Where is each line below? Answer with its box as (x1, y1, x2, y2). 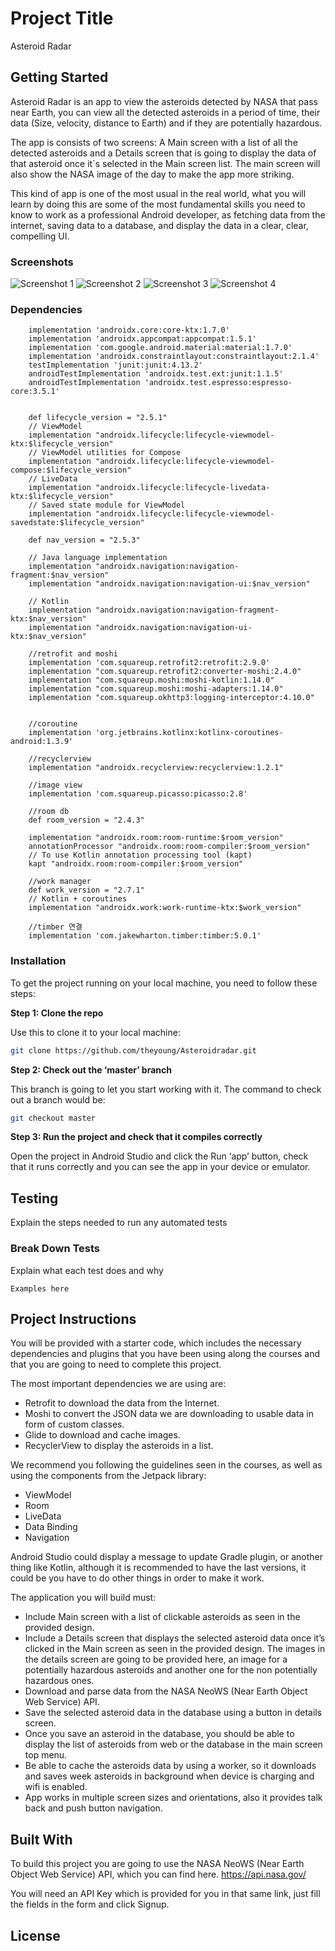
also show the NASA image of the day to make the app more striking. (10, 168, 295, 180)
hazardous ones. (24, 1675, 95, 1687)
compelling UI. (10, 230, 70, 242)
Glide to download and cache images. (24, 1429, 181, 1441)
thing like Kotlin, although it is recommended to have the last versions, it (10, 1562, 307, 1574)
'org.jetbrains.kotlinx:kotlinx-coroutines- (95, 728, 284, 738)
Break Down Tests (10, 1242, 101, 1256)
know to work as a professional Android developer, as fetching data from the (10, 208, 326, 221)
